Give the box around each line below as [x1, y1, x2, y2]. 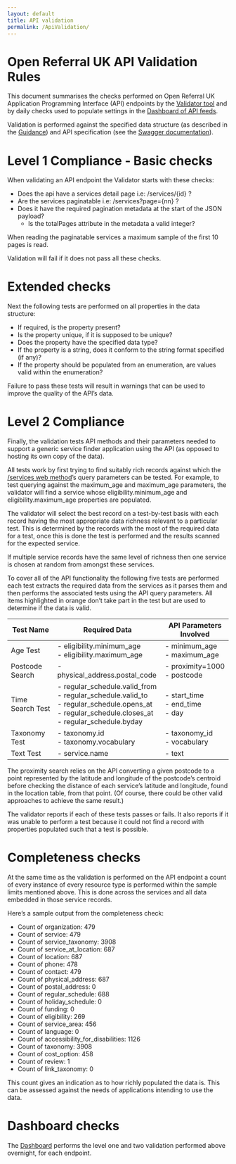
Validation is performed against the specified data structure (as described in [7, 120, 228, 129]
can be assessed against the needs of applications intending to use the [7, 1086, 214, 1094]
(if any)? [17, 353, 42, 362]
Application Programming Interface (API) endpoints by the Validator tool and [7, 99, 228, 108]
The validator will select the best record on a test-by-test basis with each [7, 510, 219, 518]
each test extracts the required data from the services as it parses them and [7, 581, 228, 590]
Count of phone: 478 [17, 960, 79, 968]
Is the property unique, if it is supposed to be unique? [17, 331, 173, 339]
